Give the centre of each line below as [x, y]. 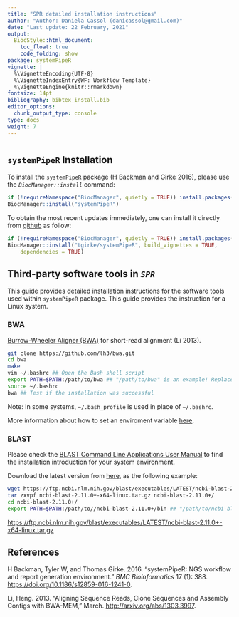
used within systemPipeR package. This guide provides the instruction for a [117, 299]
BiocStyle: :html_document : [54, 41]
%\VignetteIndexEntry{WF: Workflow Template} [83, 80]
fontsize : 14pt [30, 93]
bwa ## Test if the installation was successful [81, 393]
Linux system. [28, 306]
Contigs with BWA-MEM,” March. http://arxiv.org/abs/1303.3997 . [102, 606]
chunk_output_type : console [55, 113]
